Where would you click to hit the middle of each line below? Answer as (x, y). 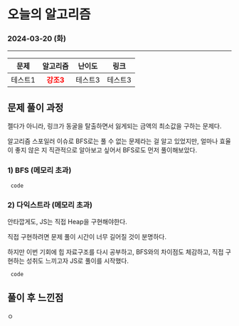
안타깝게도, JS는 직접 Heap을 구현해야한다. (68, 221)
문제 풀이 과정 (36, 107)
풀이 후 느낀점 (36, 298)
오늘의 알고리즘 (49, 15)
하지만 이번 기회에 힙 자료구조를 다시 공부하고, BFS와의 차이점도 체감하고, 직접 (116, 252)
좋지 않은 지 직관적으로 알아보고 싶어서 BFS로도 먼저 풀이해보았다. (106, 150)
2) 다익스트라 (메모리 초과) (50, 205)
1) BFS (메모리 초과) (39, 170)
